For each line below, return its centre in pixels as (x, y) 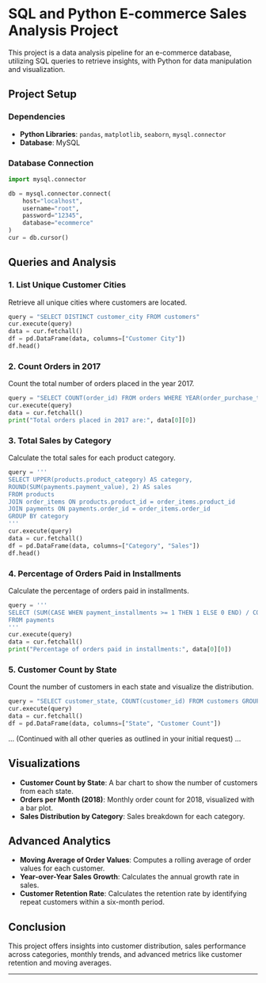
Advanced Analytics (59, 841)
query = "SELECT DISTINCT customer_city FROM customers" (104, 317)
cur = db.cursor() (38, 238)
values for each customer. (62, 868)
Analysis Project (63, 30)
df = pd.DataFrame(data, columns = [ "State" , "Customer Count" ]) (115, 723)
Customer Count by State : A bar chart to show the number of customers (139, 782)
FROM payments (32, 620)
